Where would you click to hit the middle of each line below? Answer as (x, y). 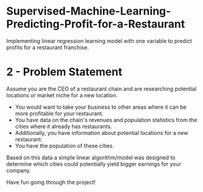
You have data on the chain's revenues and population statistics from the (106, 120)
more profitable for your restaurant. (59, 113)
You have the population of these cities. (65, 146)
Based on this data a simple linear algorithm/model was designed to (91, 157)
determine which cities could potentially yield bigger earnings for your (94, 164)
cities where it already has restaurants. (63, 126)
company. (19, 170)
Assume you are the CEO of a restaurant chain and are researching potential (101, 89)
